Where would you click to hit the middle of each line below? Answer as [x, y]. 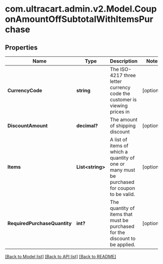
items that [121, 214]
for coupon [122, 188]
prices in [120, 112]
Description [124, 61]
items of [119, 146]
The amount [124, 120]
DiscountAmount [27, 126]
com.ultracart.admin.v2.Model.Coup [81, 9]
